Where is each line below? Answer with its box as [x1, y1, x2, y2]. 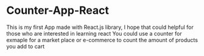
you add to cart [6, 43, 44, 50]
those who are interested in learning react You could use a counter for [6, 30, 182, 37]
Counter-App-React [6, 4, 110, 17]
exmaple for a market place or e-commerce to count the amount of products [6, 36, 198, 43]
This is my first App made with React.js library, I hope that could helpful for [6, 23, 194, 31]
